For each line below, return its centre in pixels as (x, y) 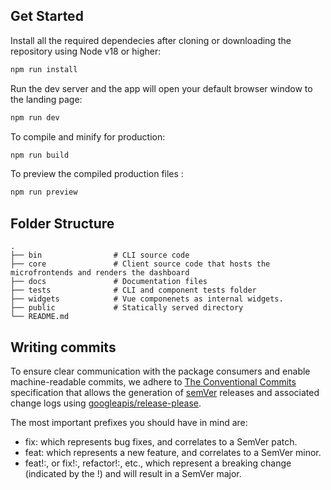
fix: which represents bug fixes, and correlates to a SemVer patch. (161, 441)
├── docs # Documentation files (109, 282)
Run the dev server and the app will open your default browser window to (161, 88)
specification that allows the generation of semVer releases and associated (165, 392)
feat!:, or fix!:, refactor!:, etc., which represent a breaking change (158, 463)
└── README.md (40, 317)
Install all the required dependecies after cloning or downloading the (151, 40)
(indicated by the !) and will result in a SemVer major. (133, 473)
